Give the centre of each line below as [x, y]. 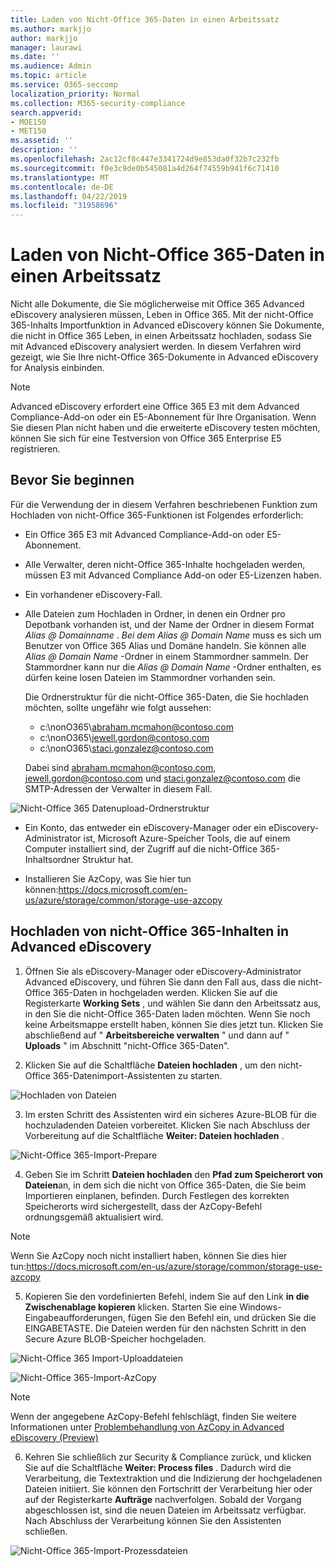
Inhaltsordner [52, 859]
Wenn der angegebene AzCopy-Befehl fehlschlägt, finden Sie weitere [153, 1416]
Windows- [260, 1307]
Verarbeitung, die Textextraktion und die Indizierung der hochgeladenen [173, 1478]
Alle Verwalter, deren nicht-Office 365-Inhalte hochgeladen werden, [165, 564]
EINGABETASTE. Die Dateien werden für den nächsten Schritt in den [165, 1328]
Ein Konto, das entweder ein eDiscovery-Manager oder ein [145, 827]
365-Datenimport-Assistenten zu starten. [137, 1075]
